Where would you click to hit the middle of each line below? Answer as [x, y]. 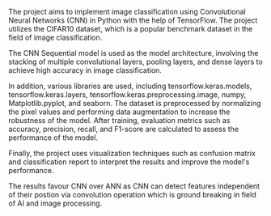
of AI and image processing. [55, 203]
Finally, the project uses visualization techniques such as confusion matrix [132, 153]
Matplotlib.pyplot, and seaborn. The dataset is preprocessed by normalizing [135, 103]
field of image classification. [55, 37]
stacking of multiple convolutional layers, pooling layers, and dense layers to [135, 61]
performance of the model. [53, 138]
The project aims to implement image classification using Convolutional [127, 12]
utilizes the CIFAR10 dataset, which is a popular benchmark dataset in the [131, 29]
